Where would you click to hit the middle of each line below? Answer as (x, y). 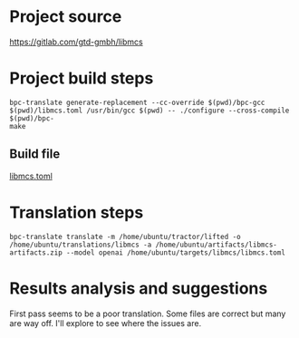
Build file (35, 155)
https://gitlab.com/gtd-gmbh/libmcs (76, 42)
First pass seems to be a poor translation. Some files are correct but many (148, 314)
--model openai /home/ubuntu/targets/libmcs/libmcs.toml (176, 252)
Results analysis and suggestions (139, 288)
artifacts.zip (36, 252)
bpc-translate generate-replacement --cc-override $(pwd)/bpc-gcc (137, 102)
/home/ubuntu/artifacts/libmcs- (217, 245)
